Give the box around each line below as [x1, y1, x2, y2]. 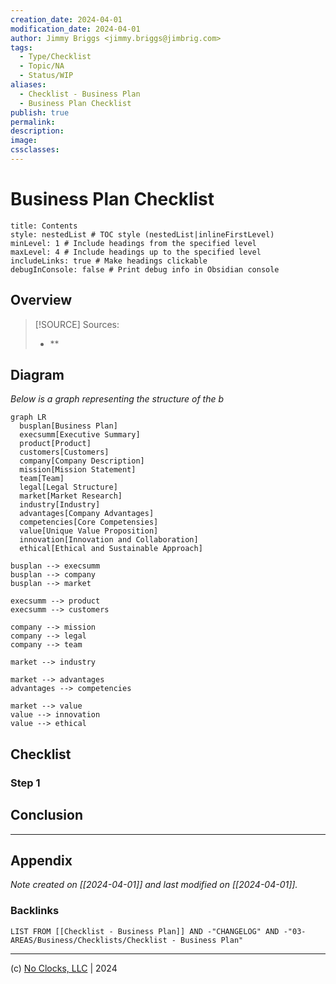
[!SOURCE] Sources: [34, 318, 120, 330]
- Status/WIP [19, 71, 74, 81]
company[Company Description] [19, 456, 145, 466]
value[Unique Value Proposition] [19, 526, 159, 536]
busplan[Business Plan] [19, 421, 118, 431]
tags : [10, 42, 33, 53]
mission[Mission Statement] [19, 465, 137, 475]
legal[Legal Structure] [19, 482, 118, 493]
